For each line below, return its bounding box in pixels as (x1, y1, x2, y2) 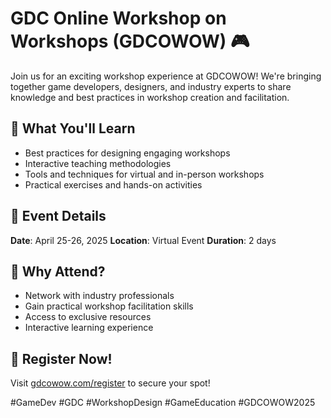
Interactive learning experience (24, 322, 154, 334)
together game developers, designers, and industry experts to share (10, 80, 292, 92)
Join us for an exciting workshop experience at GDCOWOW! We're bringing (10, 70, 322, 82)
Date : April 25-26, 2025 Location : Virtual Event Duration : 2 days (10, 234, 277, 246)
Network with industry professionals (24, 290, 175, 302)
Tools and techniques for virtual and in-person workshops (24, 168, 265, 180)
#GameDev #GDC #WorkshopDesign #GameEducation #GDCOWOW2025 (10, 397, 316, 409)
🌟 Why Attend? (10, 263, 106, 280)
